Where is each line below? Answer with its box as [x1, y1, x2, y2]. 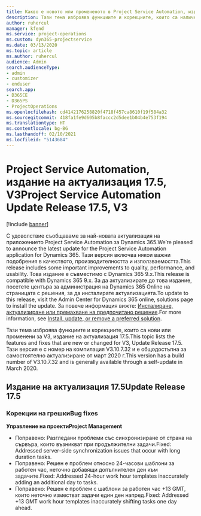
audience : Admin [6, 59, 47, 65]
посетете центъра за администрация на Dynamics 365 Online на [6, 283, 170, 290]
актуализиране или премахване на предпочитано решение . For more [6, 308, 181, 315]
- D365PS [6, 98, 28, 104]
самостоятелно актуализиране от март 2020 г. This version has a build [6, 351, 184, 359]
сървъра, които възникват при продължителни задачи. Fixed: [14, 441, 172, 448]
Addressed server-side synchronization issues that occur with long [14, 447, 181, 454]
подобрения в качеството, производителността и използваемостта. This [6, 257, 191, 265]
